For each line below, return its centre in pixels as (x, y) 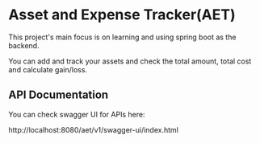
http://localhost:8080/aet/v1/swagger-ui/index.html (94, 129)
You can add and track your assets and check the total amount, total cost (130, 61)
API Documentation (59, 95)
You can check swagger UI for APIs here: (77, 114)
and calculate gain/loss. (48, 69)
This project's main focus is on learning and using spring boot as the (122, 37)
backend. (24, 45)
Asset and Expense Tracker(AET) (122, 15)
